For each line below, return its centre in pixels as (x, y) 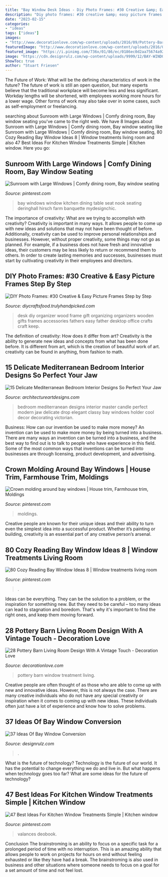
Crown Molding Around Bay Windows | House (78, 469)
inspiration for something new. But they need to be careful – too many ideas (83, 604)
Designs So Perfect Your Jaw (51, 375)
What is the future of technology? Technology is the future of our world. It (81, 763)
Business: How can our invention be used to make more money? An (75, 427)
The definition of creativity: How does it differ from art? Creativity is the (79, 336)
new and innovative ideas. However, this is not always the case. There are (81, 690)
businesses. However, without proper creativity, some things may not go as (83, 239)
